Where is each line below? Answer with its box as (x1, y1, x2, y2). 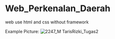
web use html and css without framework (5, 19, 89, 25)
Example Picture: (5, 28, 39, 34)
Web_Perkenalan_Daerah (5, 3, 111, 14)
